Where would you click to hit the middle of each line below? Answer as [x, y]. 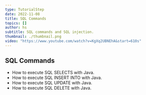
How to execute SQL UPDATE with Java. [52, 82]
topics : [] [16, 23]
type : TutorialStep [25, 9]
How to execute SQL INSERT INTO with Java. [57, 78]
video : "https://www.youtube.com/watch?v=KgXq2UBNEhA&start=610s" [73, 41]
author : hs [16, 28]
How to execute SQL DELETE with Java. [52, 88]
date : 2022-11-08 [22, 14]
